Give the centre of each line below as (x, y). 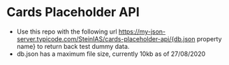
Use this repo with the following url (67, 31)
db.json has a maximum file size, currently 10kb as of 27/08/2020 (111, 54)
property (209, 38)
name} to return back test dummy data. (73, 46)
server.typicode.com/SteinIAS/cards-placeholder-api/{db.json (106, 38)
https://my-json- (142, 31)
